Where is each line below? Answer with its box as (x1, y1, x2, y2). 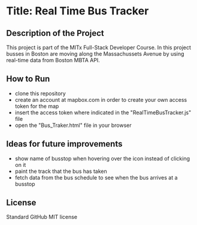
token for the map (14, 102, 59, 110)
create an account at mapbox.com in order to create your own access (14, 96, 187, 103)
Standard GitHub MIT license (6, 214, 78, 221)
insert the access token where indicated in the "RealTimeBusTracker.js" (14, 109, 192, 116)
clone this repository (14, 90, 66, 97)
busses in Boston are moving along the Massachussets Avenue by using (6, 50, 184, 57)
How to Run (6, 74, 50, 84)
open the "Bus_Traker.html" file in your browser (14, 121, 132, 129)
